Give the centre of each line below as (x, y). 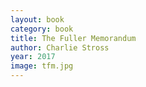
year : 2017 (33, 57)
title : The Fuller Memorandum (73, 38)
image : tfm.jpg (42, 66)
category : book (42, 29)
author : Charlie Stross (60, 47)
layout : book (37, 19)
